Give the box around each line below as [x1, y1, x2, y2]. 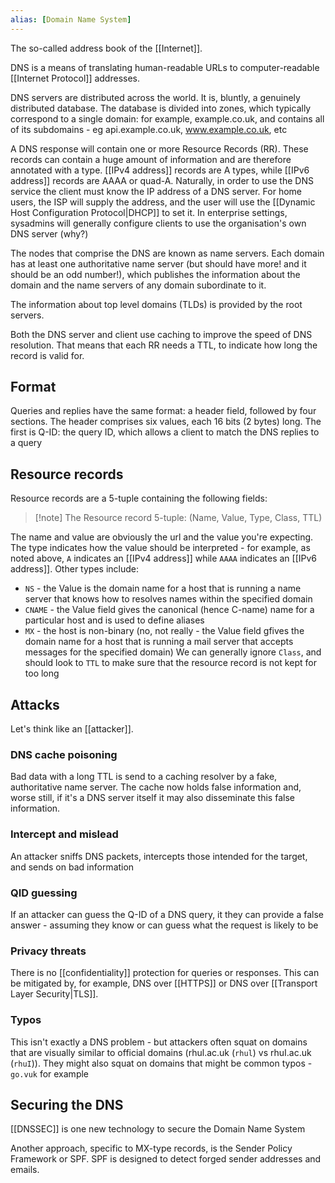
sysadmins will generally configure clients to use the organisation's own [10, 217, 307, 229]
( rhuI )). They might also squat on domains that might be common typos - [10, 1057, 313, 1069]
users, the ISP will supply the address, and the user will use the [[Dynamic [10, 196, 316, 208]
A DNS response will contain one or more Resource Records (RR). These [10, 142, 309, 155]
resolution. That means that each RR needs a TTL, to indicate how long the [10, 339, 318, 351]
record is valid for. [10, 349, 85, 361]
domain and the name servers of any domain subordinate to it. [10, 279, 267, 291]
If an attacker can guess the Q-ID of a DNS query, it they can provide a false [10, 908, 324, 920]
